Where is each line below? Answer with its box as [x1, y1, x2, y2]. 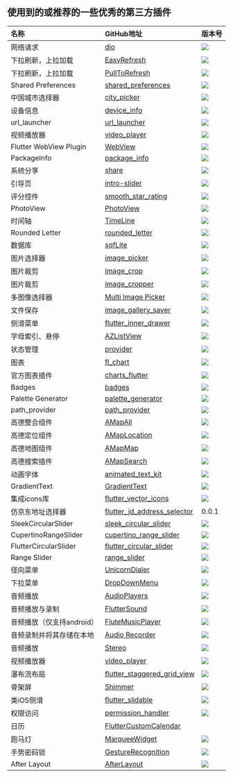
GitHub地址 [105, 28, 143, 38]
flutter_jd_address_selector [105, 506, 193, 516]
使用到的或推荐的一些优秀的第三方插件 [7, 6, 171, 19]
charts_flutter [105, 370, 148, 380]
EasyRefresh [105, 55, 146, 65]
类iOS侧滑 [10, 695, 44, 705]
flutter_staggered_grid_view [105, 669, 195, 679]
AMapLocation [105, 430, 153, 440]
